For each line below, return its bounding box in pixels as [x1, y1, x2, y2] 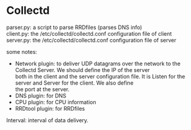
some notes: [6, 48, 38, 55]
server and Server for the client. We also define [15, 79, 134, 86]
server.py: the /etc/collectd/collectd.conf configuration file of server [6, 36, 177, 44]
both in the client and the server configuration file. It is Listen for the [15, 73, 186, 80]
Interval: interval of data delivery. [6, 116, 89, 124]
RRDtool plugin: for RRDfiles [15, 105, 85, 112]
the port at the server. [15, 85, 70, 93]
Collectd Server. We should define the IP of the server [15, 66, 150, 73]
